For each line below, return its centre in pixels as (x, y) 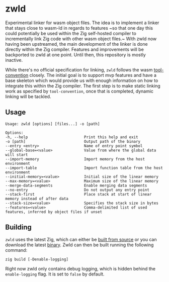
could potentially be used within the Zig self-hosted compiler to (71, 33)
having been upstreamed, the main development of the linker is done (76, 44)
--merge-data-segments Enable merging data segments (76, 185)
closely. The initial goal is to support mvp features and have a (93, 75)
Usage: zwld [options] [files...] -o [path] (53, 124)
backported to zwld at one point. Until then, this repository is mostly (75, 55)
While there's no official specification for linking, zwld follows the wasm (79, 70)
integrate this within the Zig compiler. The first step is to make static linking (83, 85)
